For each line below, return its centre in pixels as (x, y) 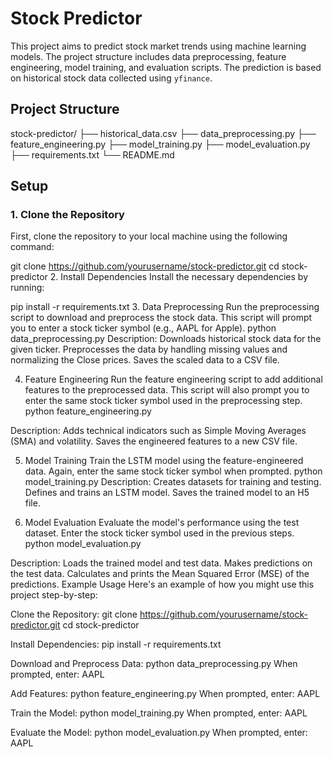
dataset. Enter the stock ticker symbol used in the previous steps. (159, 533)
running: (27, 288)
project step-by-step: (54, 595)
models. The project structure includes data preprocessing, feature (148, 56)
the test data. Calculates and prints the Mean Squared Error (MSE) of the (160, 574)
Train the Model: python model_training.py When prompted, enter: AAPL (159, 713)
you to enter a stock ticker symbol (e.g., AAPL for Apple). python (143, 328)
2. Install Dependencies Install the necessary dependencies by (179, 277)
